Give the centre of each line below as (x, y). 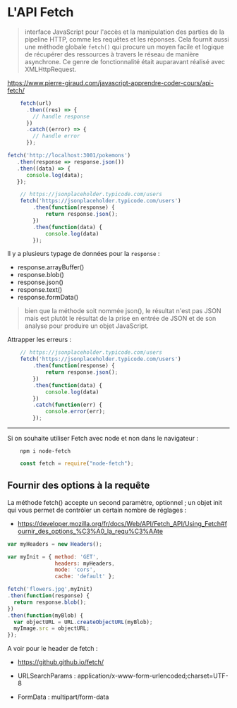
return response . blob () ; (50, 602)
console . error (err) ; (75, 412)
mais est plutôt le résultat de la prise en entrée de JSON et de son (120, 319)
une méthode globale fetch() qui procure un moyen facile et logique (124, 47)
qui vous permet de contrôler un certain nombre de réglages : (97, 510)
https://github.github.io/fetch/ (61, 662)
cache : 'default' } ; (85, 576)
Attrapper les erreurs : (39, 340)
